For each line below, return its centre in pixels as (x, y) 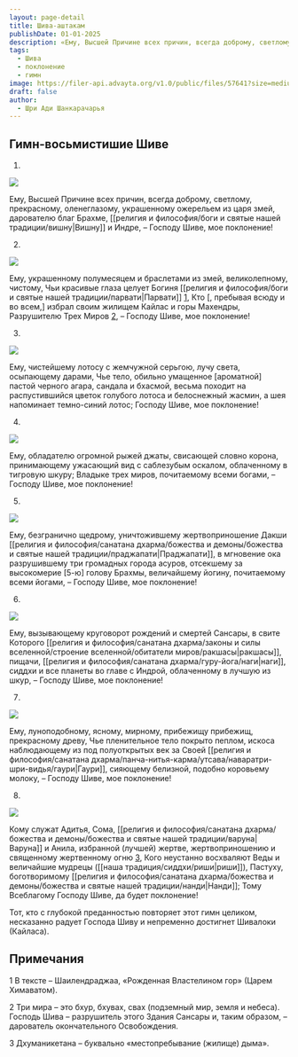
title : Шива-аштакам (47, 26)
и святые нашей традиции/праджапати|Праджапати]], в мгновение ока (145, 554)
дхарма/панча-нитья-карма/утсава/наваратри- (181, 760)
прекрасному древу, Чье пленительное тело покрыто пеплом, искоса (142, 740)
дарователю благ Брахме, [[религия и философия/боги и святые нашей (145, 218)
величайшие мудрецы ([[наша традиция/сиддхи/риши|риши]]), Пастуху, (146, 867)
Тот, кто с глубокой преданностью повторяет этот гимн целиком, (133, 912)
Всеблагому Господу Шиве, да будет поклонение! (104, 896)
